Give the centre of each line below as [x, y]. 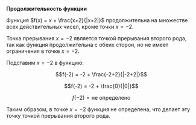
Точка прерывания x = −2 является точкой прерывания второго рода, [96, 38]
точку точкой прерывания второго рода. [58, 116]
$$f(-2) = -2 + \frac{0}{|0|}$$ [101, 86]
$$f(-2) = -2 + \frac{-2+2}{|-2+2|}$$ [101, 74]
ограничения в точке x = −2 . [43, 51]
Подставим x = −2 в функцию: [45, 63]
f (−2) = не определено [101, 98]
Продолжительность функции [47, 9]
